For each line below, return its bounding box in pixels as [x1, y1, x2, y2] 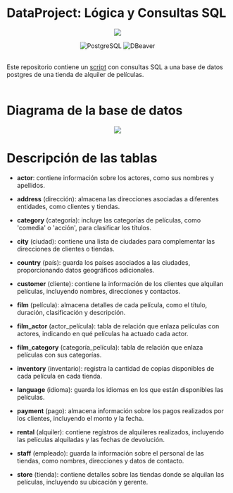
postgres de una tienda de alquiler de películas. [6, 70, 144, 78]
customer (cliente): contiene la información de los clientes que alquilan [16, 279, 224, 287]
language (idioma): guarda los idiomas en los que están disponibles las [16, 385, 224, 393]
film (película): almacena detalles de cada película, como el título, [16, 300, 208, 309]
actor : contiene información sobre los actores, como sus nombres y [16, 173, 214, 182]
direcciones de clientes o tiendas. [16, 244, 115, 253]
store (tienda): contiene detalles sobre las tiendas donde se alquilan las [16, 470, 225, 478]
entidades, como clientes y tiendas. [16, 202, 120, 210]
